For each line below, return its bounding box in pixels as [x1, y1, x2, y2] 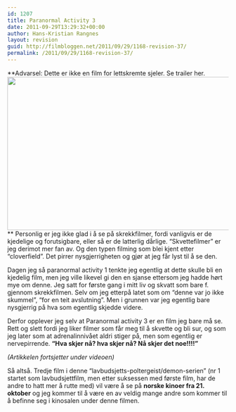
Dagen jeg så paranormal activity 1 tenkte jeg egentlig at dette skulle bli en [7, 266, 223, 274]
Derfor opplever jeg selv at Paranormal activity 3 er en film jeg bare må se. [7, 316, 223, 325]
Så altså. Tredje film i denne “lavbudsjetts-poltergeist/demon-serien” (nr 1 [7, 366, 221, 375]
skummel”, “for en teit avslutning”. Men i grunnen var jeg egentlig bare [7, 295, 211, 304]
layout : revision [7, 37, 58, 44]
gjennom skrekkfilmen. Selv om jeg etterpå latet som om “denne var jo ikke [7, 288, 225, 296]
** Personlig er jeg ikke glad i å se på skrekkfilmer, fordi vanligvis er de [7, 230, 212, 238]
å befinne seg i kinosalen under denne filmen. [7, 396, 140, 405]
